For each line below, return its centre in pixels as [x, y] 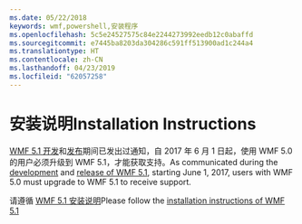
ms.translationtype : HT [54, 51]
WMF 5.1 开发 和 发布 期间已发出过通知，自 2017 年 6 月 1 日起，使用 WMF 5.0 [151, 151]
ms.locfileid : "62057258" [58, 77]
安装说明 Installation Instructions [133, 124]
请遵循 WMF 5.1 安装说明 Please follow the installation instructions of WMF [147, 201]
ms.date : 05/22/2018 [49, 18]
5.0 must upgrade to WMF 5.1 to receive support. [101, 182]
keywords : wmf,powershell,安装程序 [74, 26]
